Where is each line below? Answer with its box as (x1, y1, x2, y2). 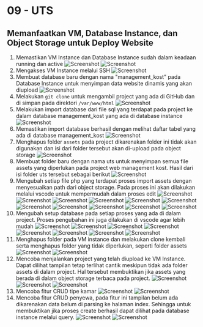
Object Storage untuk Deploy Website (7, 37, 153, 48)
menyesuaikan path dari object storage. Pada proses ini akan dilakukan (15, 184, 196, 191)
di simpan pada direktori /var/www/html (15, 99, 114, 106)
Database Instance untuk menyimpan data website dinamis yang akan (15, 80, 192, 87)
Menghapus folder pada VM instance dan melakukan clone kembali (15, 236, 186, 243)
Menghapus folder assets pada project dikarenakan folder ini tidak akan (15, 138, 197, 145)
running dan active (15, 61, 64, 67)
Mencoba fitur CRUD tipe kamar (15, 288, 97, 295)
